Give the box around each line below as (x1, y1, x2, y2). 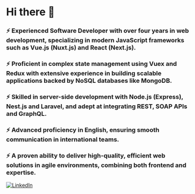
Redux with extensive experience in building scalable (6, 69, 162, 78)
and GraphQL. (6, 109, 47, 118)
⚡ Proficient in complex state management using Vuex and (6, 60, 177, 68)
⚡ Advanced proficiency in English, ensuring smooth (6, 126, 160, 134)
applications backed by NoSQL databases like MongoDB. (6, 76, 173, 85)
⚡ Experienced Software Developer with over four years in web (6, 26, 190, 35)
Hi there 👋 (6, 5, 55, 19)
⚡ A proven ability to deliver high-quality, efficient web (6, 151, 166, 159)
